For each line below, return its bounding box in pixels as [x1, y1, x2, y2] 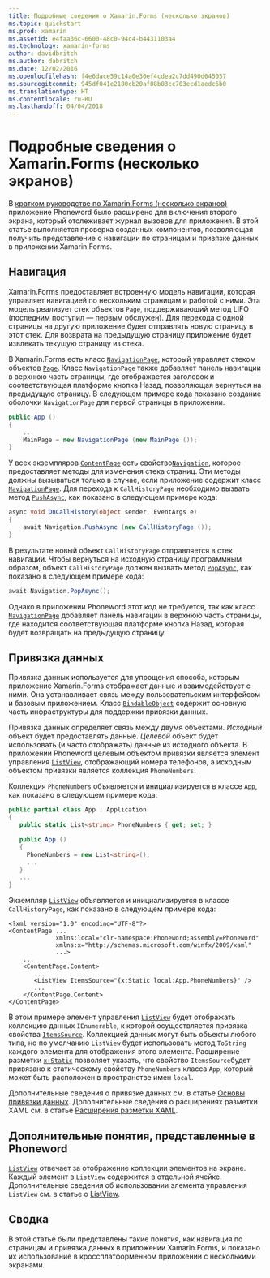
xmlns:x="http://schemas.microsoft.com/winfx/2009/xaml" [55, 941, 252, 949]
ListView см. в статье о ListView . [8, 1190, 120, 1198]
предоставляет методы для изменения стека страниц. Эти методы [8, 467, 241, 476]
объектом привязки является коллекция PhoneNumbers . [8, 766, 196, 776]
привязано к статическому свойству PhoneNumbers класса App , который [8, 1064, 254, 1074]
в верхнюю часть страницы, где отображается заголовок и [8, 371, 215, 381]
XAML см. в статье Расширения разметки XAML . [8, 1105, 178, 1116]
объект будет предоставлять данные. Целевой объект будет [8, 731, 219, 741]
